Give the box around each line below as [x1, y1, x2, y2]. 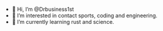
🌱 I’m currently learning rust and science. [11, 18, 114, 25]
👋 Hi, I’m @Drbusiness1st [11, 6, 74, 13]
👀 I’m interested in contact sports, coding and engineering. [11, 12, 158, 19]
